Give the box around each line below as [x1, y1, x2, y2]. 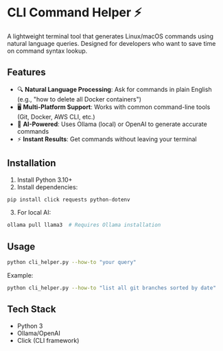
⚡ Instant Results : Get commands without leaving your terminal [16, 134, 197, 143]
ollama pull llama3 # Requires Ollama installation [7, 221, 161, 229]
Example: [7, 271, 34, 279]
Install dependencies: [16, 182, 78, 191]
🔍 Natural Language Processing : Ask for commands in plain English [16, 85, 212, 93]
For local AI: [16, 208, 51, 217]
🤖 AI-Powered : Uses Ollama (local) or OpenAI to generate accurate [16, 120, 207, 128]
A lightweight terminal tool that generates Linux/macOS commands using [7, 32, 214, 40]
